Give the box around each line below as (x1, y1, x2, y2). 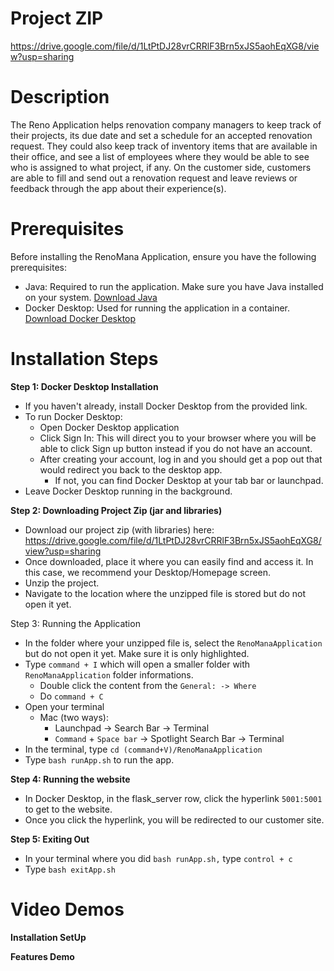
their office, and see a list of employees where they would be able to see (10, 150, 310, 162)
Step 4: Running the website (10, 773, 131, 785)
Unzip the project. (24, 577, 100, 589)
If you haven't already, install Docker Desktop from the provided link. (24, 400, 308, 412)
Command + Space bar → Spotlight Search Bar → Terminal (54, 732, 285, 744)
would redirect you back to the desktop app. (39, 463, 223, 476)
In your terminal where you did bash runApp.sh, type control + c (24, 852, 293, 864)
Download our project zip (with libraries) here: (24, 523, 215, 536)
